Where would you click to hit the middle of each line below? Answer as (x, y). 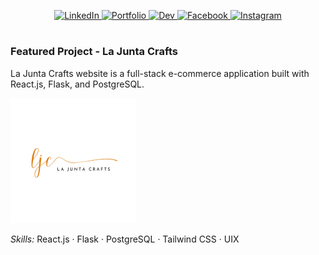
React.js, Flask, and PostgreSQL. (77, 84)
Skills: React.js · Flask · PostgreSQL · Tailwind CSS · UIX (125, 239)
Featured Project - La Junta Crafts (94, 52)
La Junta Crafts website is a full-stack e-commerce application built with (160, 73)
